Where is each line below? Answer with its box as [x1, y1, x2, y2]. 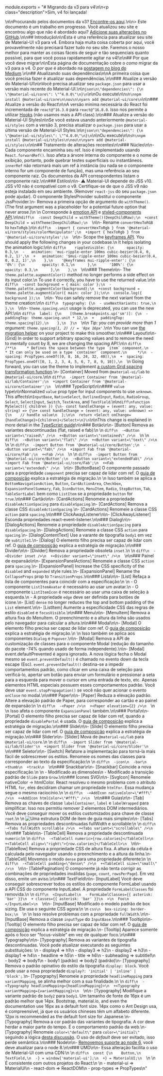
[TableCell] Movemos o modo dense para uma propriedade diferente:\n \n [5, 856, 151, 862]
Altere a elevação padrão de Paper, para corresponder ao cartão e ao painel [5, 698, 158, 703]
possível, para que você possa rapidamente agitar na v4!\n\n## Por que [5, 55, 149, 60]
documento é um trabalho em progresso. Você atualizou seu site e [5, 24, 138, 30]
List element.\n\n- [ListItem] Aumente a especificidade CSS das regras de [5, 604, 154, 610]
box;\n [5, 912, 18, 917]
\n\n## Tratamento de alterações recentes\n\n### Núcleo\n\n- [29, 142, 154, 147]
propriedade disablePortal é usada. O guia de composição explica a [5, 718, 143, 724]
